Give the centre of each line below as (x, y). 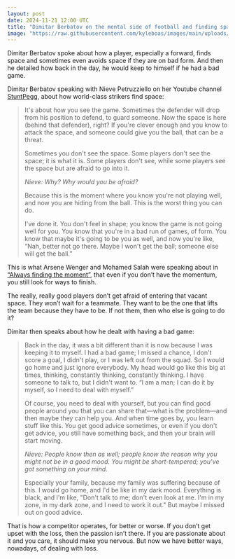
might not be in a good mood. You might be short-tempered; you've (122, 462)
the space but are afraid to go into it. (77, 168)
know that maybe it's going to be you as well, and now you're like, (119, 239)
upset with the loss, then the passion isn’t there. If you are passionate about (116, 534)
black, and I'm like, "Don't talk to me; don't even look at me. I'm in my (124, 497)
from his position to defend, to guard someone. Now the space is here (125, 118)
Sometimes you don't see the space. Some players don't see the (117, 153)
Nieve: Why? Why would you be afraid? (81, 182)
